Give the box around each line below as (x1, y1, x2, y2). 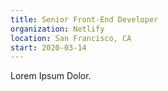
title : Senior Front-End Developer (10, 14, 159, 25)
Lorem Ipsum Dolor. (10, 70, 92, 82)
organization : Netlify (10, 24, 105, 34)
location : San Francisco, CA (10, 33, 132, 43)
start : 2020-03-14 (10, 42, 87, 53)
